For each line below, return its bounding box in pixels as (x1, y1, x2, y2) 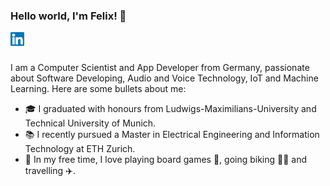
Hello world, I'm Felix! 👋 (10, 9, 127, 23)
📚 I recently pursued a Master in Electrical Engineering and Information (24, 129, 320, 141)
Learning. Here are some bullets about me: (10, 83, 187, 95)
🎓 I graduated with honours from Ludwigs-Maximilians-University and (24, 103, 317, 115)
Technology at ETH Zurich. (24, 143, 136, 155)
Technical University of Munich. (24, 117, 157, 129)
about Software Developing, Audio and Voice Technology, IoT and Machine (10, 72, 319, 84)
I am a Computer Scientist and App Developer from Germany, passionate (10, 62, 310, 74)
